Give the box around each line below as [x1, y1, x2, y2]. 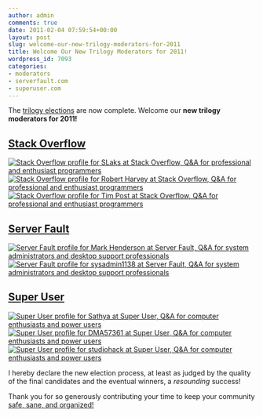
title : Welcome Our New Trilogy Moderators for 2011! [8, 48, 188, 56]
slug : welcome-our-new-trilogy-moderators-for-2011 [8, 41, 181, 49]
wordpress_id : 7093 [8, 56, 72, 63]
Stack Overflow [8, 136, 86, 150]
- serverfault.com [8, 77, 68, 85]
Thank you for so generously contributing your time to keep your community [8, 391, 255, 401]
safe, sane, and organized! [8, 400, 94, 409]
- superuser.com [8, 84, 61, 92]
